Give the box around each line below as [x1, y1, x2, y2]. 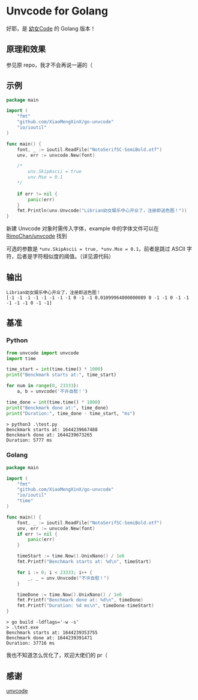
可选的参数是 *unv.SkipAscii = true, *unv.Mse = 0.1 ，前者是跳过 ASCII [6, 245, 186, 253]
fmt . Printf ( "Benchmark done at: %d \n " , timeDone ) [17, 597, 144, 603]
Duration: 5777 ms [6, 437, 52, 443]
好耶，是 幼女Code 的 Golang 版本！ [6, 25, 96, 32]
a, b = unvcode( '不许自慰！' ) [17, 388, 88, 395]
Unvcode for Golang [6, 4, 109, 18]
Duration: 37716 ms [6, 640, 55, 646]
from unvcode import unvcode [6, 350, 79, 356]
